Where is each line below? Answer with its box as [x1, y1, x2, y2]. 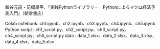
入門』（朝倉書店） [9, 10, 46, 16]
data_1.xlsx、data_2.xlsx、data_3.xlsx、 [77, 33, 157, 38]
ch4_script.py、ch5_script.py [5, 33, 64, 38]
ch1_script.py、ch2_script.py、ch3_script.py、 [35, 27, 129, 33]
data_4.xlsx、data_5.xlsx [5, 39, 54, 45]
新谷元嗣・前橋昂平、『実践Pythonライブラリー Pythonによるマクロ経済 [5, 4, 152, 10]
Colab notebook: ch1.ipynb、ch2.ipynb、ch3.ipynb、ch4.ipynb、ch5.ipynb [5, 21, 156, 26]
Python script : [5, 27, 35, 33]
